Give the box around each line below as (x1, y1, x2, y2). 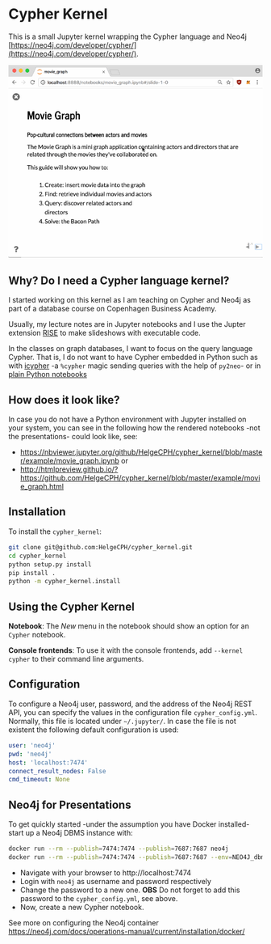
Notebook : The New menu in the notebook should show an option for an (8, 621, 250, 631)
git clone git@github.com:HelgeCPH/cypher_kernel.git (8, 543, 194, 551)
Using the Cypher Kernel (8, 599, 135, 613)
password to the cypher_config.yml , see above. (19, 893, 178, 903)
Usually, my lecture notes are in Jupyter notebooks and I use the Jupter (8, 320, 246, 329)
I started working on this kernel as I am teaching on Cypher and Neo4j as (8, 295, 252, 305)
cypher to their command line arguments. (8, 654, 144, 664)
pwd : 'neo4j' (8, 750, 52, 758)
